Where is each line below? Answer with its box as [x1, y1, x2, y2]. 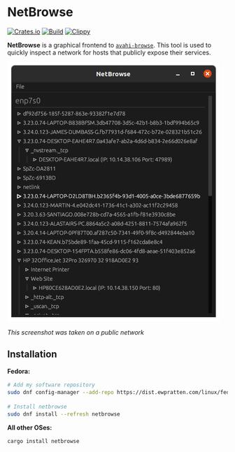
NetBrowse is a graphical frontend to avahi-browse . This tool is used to [7, 41, 212, 49]
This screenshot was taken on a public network [7, 328, 145, 336]
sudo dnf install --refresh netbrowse [7, 411, 120, 418]
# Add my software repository [7, 381, 96, 388]
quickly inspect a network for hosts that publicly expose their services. [7, 48, 211, 57]
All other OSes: [7, 423, 52, 432]
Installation [7, 349, 57, 360]
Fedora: [7, 367, 30, 375]
